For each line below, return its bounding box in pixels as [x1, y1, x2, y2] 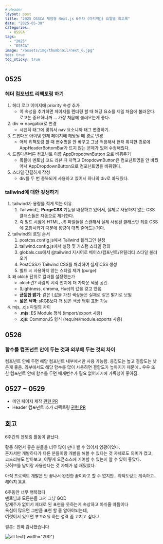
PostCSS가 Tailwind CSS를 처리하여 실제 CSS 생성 [19, 261, 118, 268]
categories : [5, 25, 29, 30]
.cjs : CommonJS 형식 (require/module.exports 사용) [19, 316, 123, 322]
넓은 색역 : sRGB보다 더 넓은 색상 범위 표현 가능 [19, 298, 108, 304]
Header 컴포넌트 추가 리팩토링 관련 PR [12, 404, 86, 410]
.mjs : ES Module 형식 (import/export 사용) [19, 310, 103, 316]
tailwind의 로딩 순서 [12, 231, 50, 237]
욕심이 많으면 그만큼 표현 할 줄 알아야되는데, [5, 507, 89, 513]
